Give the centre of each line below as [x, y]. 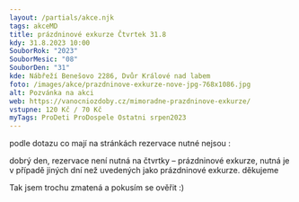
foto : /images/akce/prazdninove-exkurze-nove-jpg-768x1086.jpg [130, 84]
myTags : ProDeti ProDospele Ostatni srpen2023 [98, 118]
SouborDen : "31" [40, 68]
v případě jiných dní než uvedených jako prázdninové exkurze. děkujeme [144, 171]
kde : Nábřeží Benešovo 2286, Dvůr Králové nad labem [110, 76]
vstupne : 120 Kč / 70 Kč [56, 110]
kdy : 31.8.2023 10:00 [50, 43]
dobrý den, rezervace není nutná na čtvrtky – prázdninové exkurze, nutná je [149, 161]
